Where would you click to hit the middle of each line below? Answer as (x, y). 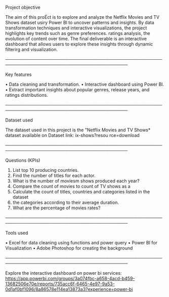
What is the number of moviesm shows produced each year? (76, 181)
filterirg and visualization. (32, 49)
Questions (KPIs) (23, 160)
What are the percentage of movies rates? (56, 208)
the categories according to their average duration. (66, 202)
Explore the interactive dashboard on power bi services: (64, 273)
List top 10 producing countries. (46, 170)
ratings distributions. (27, 95)
